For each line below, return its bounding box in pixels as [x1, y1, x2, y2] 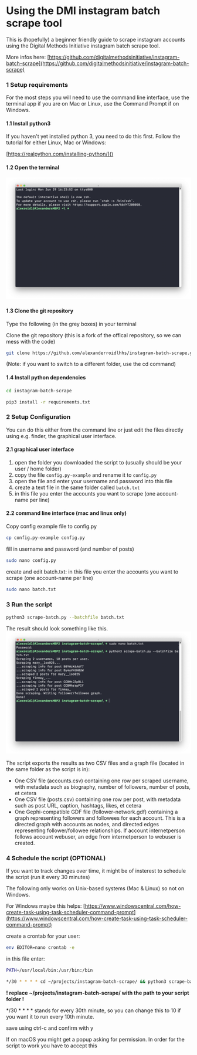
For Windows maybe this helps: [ [6, 902, 86, 910]
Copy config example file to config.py [6, 523, 97, 530]
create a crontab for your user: [6, 932, 80, 939]
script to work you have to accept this [6, 1042, 98, 1049]
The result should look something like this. [6, 625, 108, 632]
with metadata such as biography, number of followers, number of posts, [14, 783, 191, 790]
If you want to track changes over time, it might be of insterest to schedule [6, 867, 186, 874]
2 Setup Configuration [6, 413, 71, 421]
